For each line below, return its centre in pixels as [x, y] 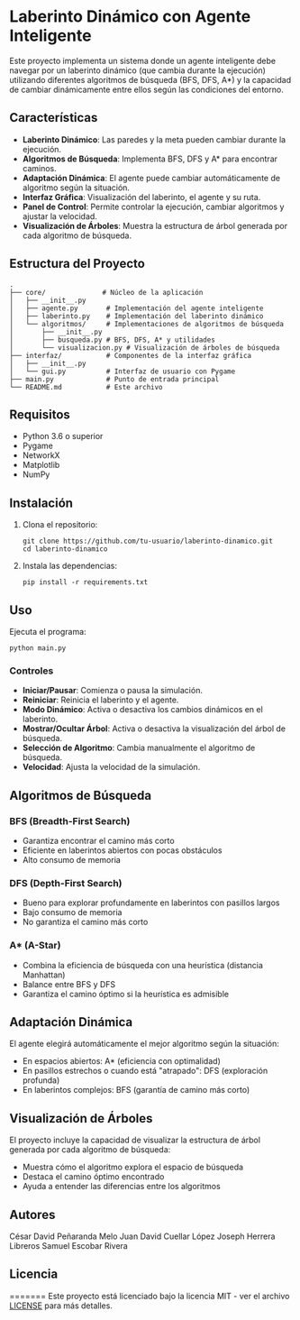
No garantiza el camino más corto [85, 922]
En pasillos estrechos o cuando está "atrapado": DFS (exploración [145, 1071]
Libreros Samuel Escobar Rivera [68, 1246]
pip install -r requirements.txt [85, 582]
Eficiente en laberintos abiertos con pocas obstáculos [122, 850]
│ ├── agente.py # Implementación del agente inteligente [136, 308]
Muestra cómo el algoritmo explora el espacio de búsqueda [133, 1167]
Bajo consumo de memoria [72, 912]
